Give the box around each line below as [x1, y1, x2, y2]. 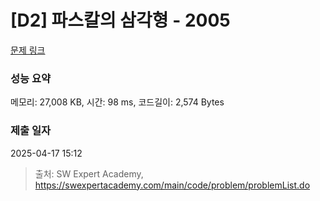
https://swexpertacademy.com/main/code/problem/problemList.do [34, 179, 311, 191]
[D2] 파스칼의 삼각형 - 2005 [10, 9, 231, 32]
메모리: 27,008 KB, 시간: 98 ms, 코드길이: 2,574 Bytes [10, 96, 225, 108]
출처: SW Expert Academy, [34, 167, 144, 180]
